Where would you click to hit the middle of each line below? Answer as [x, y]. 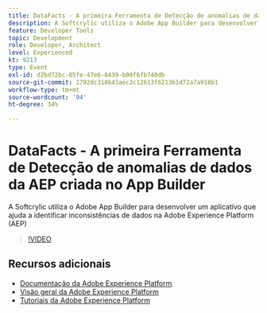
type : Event [28, 68]
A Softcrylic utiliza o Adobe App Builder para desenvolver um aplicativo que [132, 207]
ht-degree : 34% [33, 104]
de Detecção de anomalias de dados [130, 168]
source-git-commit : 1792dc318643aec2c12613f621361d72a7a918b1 [113, 82]
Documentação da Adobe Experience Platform [96, 283]
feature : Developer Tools [51, 30]
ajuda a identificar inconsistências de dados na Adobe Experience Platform [131, 215]
